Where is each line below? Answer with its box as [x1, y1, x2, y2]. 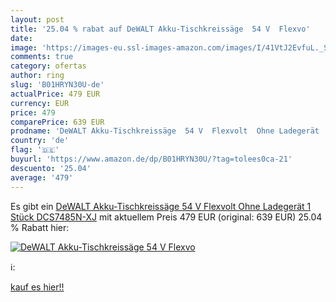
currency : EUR [10, 98, 70, 108]
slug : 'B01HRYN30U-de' [10, 80, 105, 90]
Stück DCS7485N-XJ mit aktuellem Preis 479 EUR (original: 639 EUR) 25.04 [10, 211, 323, 223]
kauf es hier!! [10, 281, 65, 293]
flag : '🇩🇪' [10, 145, 60, 155]
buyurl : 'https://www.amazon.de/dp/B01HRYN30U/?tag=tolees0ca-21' [10, 154, 293, 164]
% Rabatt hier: [10, 221, 70, 233]
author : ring [10, 71, 65, 81]
